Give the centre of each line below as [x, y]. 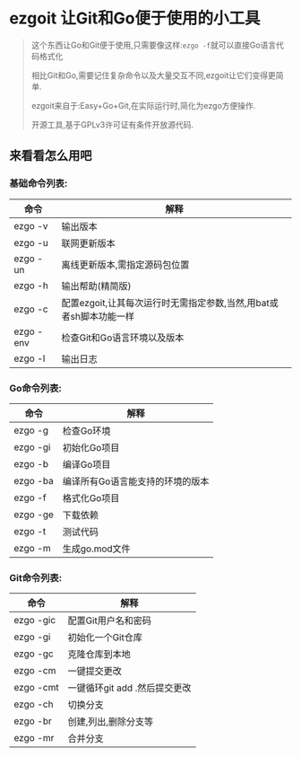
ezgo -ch [34, 704]
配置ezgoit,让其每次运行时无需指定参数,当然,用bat [166, 303]
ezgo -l [30, 358]
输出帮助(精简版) [96, 286]
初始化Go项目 [91, 447]
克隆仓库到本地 [99, 655]
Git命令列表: [36, 577]
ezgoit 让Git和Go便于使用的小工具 [135, 18]
